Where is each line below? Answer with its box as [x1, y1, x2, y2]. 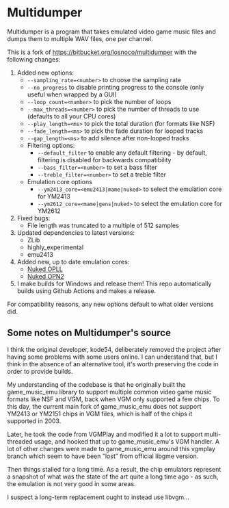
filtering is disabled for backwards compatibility [37, 155, 172, 164]
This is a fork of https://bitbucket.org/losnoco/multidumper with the [7, 48, 197, 56]
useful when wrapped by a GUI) [27, 90, 118, 99]
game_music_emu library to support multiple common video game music [7, 388, 212, 396]
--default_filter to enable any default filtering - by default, [37, 149, 207, 157]
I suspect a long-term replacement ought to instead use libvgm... [7, 493, 189, 501]
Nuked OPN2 [27, 272, 65, 280]
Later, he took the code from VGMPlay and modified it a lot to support [7, 430, 203, 438]
